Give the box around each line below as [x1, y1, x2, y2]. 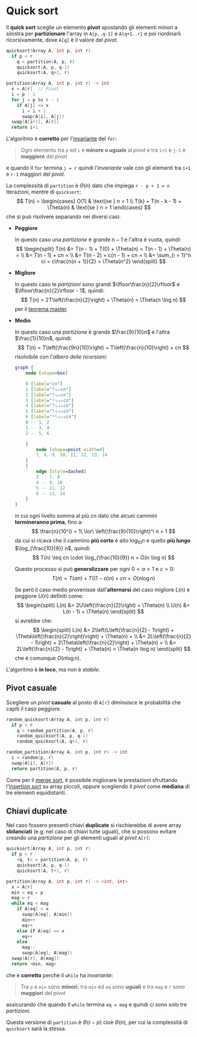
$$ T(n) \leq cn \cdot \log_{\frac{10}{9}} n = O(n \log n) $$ [32, 554, 175, 561]
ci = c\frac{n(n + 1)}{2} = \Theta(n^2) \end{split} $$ [41, 258, 166, 265]
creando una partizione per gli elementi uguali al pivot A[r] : [6, 834, 150, 841]
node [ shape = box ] [25, 370, 68, 376]
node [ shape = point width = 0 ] [36, 447, 105, 453]
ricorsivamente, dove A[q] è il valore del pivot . [6, 36, 119, 43]
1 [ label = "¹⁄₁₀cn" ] [25, 386, 72, 392]
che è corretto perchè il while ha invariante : [6, 971, 113, 978]
